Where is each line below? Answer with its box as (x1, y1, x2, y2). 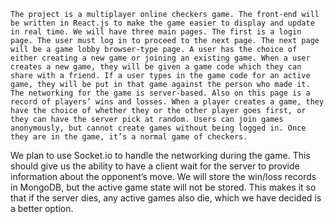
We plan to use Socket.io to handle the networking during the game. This (10, 150, 311, 161)
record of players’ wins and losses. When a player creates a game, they (10, 97, 325, 107)
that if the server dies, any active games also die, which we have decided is (10, 192, 322, 204)
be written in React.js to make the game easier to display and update (10, 18, 315, 28)
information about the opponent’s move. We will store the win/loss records (10, 171, 317, 182)
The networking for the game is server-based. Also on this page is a (10, 88, 311, 98)
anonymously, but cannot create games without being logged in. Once (10, 123, 307, 133)
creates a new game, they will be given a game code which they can (10, 62, 302, 72)
